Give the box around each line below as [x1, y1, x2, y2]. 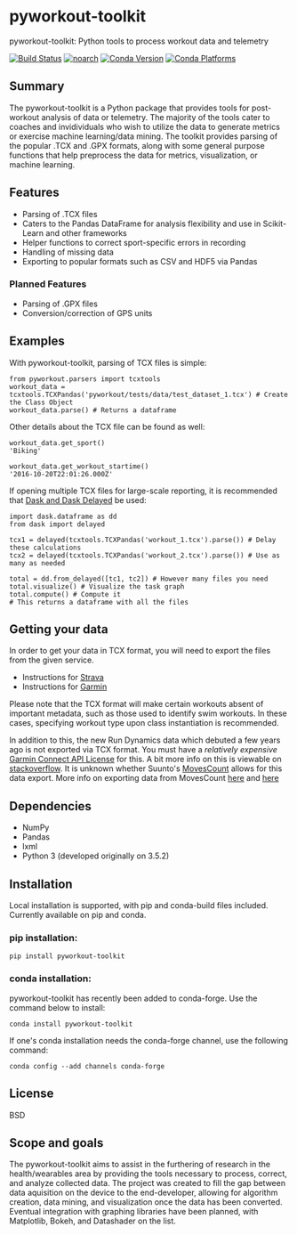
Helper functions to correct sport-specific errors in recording [21, 237, 246, 248]
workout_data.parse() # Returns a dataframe [9, 405, 177, 415]
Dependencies [9, 799, 92, 814]
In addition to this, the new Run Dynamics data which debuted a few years [9, 735, 281, 745]
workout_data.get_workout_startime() [9, 461, 149, 471]
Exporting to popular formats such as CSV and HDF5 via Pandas [21, 256, 258, 266]
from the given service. [9, 654, 95, 665]
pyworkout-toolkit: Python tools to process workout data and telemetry [9, 36, 269, 46]
